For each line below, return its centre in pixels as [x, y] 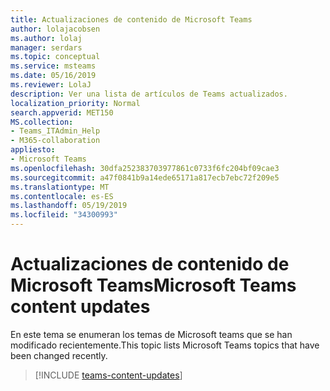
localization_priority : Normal [75, 103]
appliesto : [33, 150]
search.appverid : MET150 [62, 112]
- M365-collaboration [55, 141]
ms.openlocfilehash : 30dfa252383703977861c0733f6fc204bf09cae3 [145, 168]
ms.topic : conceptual [55, 57]
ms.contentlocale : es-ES [62, 196]
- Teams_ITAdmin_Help [55, 131]
